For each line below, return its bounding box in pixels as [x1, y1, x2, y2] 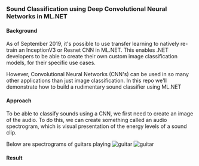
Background [6, 27, 38, 34]
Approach [6, 97, 32, 104]
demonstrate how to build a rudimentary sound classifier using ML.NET [6, 83, 182, 90]
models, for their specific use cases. [6, 59, 96, 67]
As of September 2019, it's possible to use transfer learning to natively [6, 40, 179, 48]
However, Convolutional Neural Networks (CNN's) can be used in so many [6, 71, 189, 78]
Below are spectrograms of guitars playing [6, 140, 111, 148]
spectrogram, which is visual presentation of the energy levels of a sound [6, 123, 187, 130]
